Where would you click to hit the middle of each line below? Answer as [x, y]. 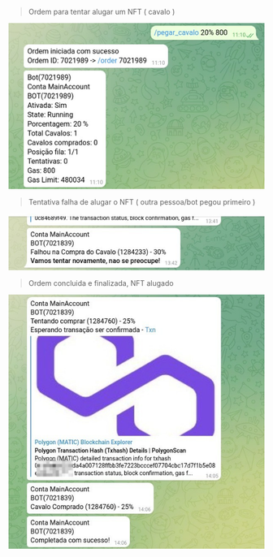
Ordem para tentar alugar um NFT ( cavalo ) [102, 12]
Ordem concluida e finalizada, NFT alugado [101, 283]
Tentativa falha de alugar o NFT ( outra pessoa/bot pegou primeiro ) [142, 202]
